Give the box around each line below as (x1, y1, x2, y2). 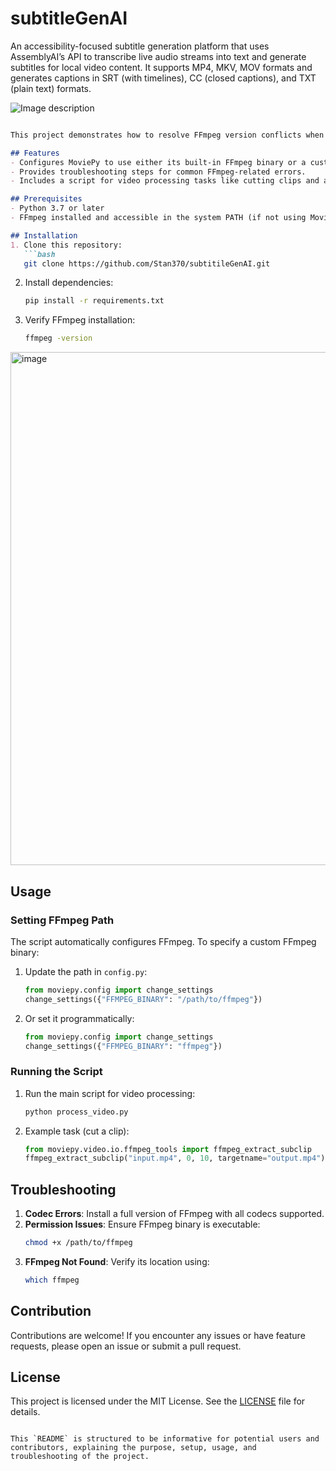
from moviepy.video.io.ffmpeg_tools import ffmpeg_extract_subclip (24, 1144, 312, 1154)
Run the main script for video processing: (24, 1087, 196, 1099)
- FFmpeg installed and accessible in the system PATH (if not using (10, 213, 307, 223)
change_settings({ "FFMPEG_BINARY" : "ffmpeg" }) (24, 1041, 223, 1051)
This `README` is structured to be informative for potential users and (10, 1434, 320, 1444)
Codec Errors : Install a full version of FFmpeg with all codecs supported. (24, 1208, 325, 1220)
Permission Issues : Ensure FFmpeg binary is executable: (24, 1218, 261, 1231)
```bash (23, 249, 56, 259)
